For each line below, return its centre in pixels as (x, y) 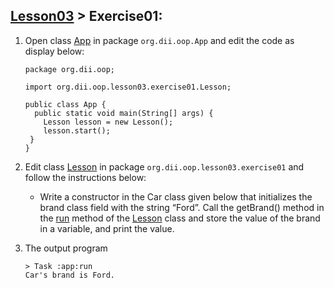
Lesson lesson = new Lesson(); (108, 122)
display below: (54, 51)
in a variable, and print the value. (107, 228)
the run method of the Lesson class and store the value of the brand (180, 218)
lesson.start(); (77, 130)
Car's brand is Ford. (69, 275)
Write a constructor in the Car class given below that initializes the (176, 196)
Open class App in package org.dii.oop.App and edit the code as (159, 40)
